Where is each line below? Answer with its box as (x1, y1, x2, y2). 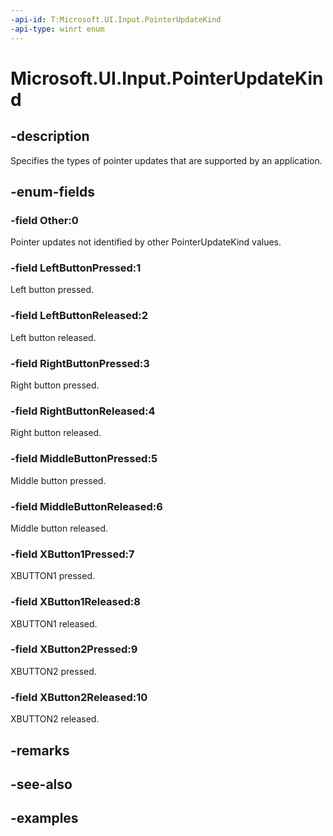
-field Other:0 (10, 213, 79, 227)
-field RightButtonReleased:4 (10, 404, 156, 418)
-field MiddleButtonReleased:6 (10, 499, 163, 513)
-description (10, 128, 90, 145)
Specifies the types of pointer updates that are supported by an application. (10, 154, 323, 166)
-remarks (10, 742, 70, 759)
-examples (10, 810, 79, 827)
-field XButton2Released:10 (10, 690, 148, 704)
